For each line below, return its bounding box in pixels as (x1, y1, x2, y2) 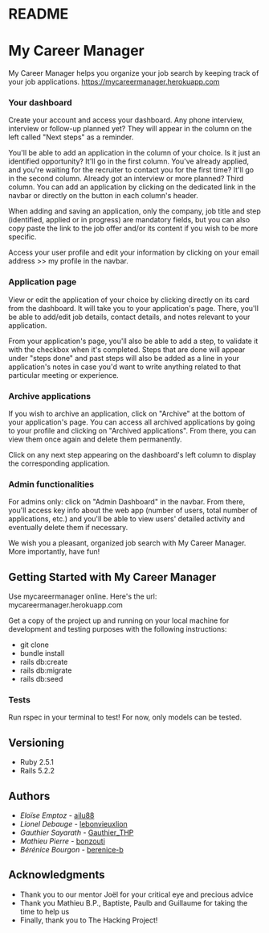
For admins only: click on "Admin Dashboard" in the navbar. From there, (8, 497, 246, 507)
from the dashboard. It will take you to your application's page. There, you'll (8, 303, 259, 313)
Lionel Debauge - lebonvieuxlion (19, 819, 128, 829)
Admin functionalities (8, 479, 95, 490)
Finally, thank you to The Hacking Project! (19, 915, 158, 925)
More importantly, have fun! (8, 547, 100, 557)
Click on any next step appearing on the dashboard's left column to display (8, 450, 257, 460)
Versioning (8, 736, 64, 749)
